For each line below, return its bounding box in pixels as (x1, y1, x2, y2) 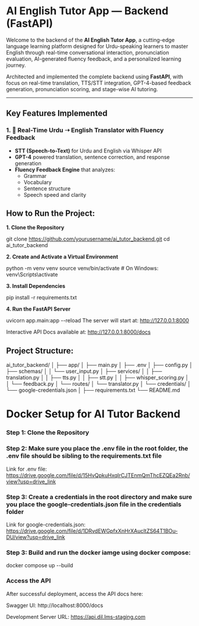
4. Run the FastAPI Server (6, 305, 71, 312)
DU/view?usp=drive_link (6, 534, 65, 541)
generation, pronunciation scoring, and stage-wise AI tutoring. (6, 85, 158, 92)
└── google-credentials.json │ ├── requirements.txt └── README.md (6, 387, 181, 394)
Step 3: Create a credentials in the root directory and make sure (6, 493, 192, 501)
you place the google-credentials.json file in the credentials (6, 500, 182, 508)
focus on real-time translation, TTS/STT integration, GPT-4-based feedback (6, 79, 191, 87)
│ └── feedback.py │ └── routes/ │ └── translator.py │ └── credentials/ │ (6, 381, 191, 388)
